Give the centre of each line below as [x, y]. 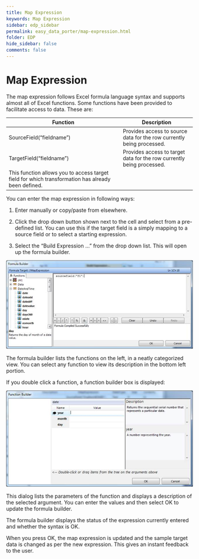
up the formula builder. [42, 252]
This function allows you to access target [59, 173]
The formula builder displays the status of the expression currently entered [97, 520]
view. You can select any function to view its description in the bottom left [96, 364]
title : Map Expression [34, 12]
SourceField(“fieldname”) [40, 137]
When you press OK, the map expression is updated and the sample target [97, 538]
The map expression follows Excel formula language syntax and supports [96, 96]
